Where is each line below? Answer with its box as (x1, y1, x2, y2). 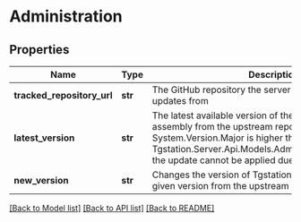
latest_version (13, 132, 75, 144)
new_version (13, 175, 69, 186)
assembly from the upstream (151, 121, 273, 132)
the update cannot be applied (151, 154, 276, 166)
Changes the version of (151, 168, 251, 181)
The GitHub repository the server (151, 83, 291, 96)
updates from (151, 95, 209, 107)
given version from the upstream (151, 180, 289, 192)
